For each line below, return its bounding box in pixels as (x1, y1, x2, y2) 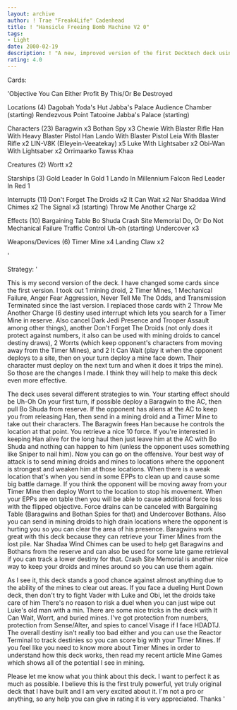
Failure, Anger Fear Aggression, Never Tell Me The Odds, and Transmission (7, 294, 226, 302)
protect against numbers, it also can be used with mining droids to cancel (7, 331, 221, 339)
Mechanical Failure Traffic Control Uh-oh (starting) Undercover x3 (7, 224, 200, 232)
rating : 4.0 (7, 56, 42, 64)
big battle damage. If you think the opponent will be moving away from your (7, 479, 228, 488)
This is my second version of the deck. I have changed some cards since (7, 278, 219, 287)
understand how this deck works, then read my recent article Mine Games (7, 651, 223, 659)
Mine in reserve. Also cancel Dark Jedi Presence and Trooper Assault (7, 315, 209, 325)
